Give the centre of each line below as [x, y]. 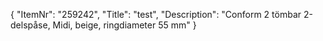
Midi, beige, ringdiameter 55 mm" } [124, 25]
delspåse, [30, 25]
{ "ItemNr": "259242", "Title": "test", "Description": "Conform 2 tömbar [156, 14]
